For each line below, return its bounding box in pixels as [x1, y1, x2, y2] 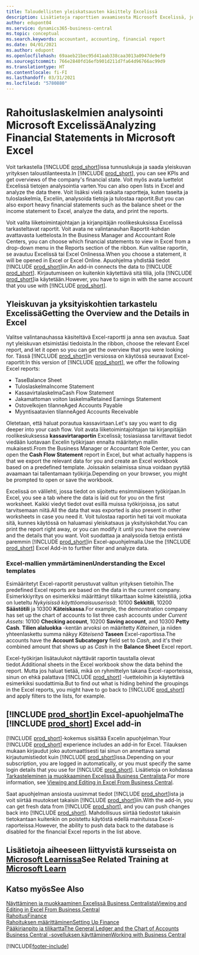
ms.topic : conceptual [6, 31, 60, 37]
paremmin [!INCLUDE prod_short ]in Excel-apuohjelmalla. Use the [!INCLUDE [6, 538, 191, 545]
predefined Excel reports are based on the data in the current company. [6, 587, 181, 594]
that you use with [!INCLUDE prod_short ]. [6, 282, 107, 289]
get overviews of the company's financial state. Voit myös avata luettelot [6, 176, 184, 183]
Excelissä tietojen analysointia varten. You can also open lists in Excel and [6, 182, 185, 189]
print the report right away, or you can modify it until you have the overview [6, 526, 190, 533]
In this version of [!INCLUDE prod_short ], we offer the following [25, 358, 179, 365]
